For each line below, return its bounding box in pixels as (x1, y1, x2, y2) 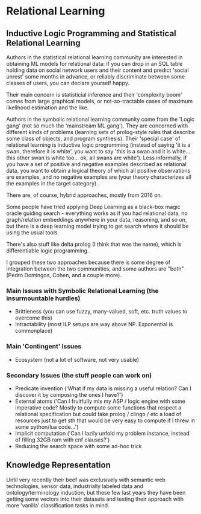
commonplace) (14, 327, 53, 335)
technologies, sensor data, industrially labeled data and (6, 482, 143, 490)
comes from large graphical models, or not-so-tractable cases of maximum (6, 98, 193, 104)
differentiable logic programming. (6, 247, 89, 254)
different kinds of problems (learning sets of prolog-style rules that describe (6, 129, 196, 135)
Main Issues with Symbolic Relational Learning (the (6, 286, 159, 295)
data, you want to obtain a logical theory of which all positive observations (6, 167, 191, 174)
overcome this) (14, 314, 53, 321)
